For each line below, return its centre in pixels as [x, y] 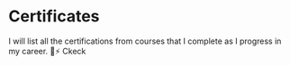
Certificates [54, 16]
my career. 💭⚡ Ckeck [47, 51]
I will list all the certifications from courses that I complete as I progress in [145, 41]
